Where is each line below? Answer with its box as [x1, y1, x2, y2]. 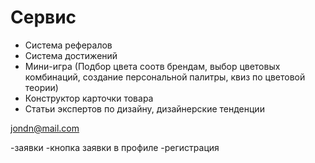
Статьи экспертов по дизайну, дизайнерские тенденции [24, 102, 265, 115]
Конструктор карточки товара [24, 92, 154, 104]
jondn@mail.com [10, 122, 80, 134]
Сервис [10, 6, 77, 29]
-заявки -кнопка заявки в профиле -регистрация [10, 141, 220, 153]
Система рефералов [24, 39, 113, 51]
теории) [24, 81, 59, 93]
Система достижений [24, 49, 118, 61]
